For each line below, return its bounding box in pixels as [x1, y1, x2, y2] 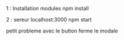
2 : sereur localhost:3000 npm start [6, 16, 92, 23]
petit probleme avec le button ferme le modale [6, 27, 118, 34]
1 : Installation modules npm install [6, 5, 89, 12]
